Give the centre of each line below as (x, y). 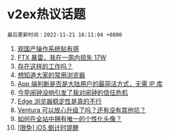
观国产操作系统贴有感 (48, 48)
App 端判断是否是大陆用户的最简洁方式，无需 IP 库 (90, 83)
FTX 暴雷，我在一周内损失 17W (62, 57)
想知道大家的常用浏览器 (51, 75)
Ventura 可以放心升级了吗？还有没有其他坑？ (82, 110)
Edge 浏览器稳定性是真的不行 (59, 101)
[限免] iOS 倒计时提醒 (48, 127)
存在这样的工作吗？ (45, 66)
